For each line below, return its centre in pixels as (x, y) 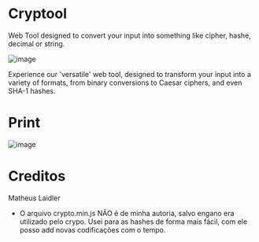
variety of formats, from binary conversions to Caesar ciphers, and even (125, 82)
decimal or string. (37, 43)
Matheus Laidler (34, 198)
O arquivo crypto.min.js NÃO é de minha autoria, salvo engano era (127, 213)
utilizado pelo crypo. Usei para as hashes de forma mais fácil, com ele (133, 222)
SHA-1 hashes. (32, 90)
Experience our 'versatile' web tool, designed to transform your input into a (130, 74)
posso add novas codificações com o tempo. (92, 229)
